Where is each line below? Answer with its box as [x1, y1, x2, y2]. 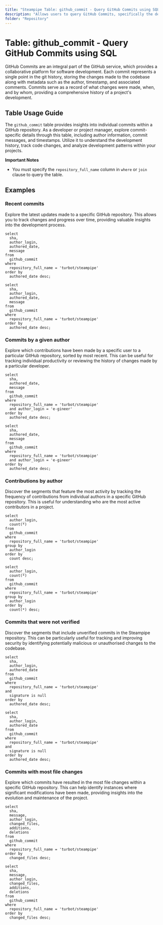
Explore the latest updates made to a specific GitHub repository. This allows [5, 212, 157, 217]
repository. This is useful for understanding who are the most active [5, 499, 141, 505]
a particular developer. [5, 363, 50, 369]
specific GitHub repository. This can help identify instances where [5, 785, 137, 790]
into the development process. [5, 222, 66, 228]
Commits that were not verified [5, 618, 80, 625]
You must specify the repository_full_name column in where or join [12, 167, 147, 173]
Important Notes [5, 157, 39, 163]
